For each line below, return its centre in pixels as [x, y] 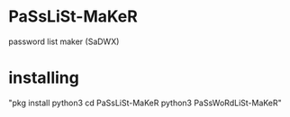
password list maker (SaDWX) [64, 41]
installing [44, 78]
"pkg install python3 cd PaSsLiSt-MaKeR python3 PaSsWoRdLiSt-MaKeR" [145, 103]
